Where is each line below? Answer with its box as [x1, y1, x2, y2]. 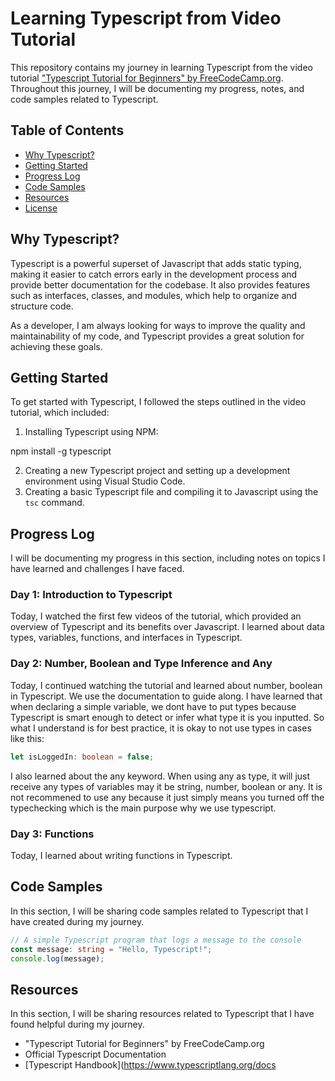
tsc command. [24, 497, 85, 509]
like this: [10, 732, 45, 744]
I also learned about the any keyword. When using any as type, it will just [10, 770, 311, 782]
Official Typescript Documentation [24, 1048, 167, 1061]
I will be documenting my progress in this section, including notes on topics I [10, 552, 326, 564]
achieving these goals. [10, 340, 103, 352]
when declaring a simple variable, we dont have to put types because [10, 700, 297, 712]
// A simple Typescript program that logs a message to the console [10, 935, 302, 945]
